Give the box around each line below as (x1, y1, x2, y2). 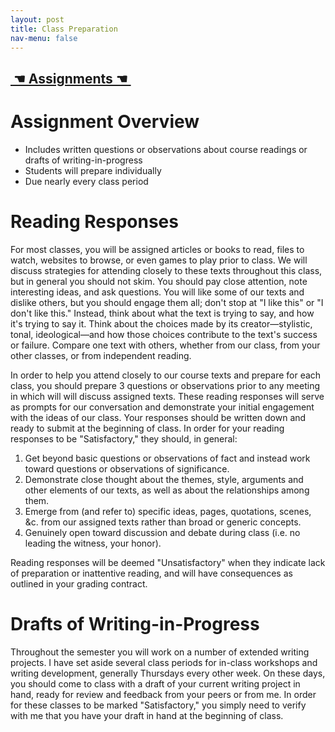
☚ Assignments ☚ (13, 70, 128, 87)
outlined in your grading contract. (10, 577, 148, 590)
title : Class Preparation (10, 24, 118, 34)
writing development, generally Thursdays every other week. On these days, (10, 667, 326, 679)
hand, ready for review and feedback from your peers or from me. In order (10, 688, 317, 700)
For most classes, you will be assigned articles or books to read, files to (10, 243, 305, 255)
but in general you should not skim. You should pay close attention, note (10, 275, 308, 287)
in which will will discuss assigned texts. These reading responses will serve (10, 390, 325, 402)
